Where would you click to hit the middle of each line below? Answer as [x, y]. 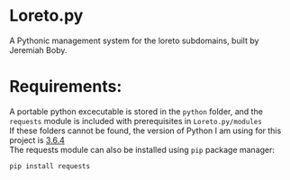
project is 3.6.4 [37, 139]
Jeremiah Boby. [38, 49]
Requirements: [66, 87]
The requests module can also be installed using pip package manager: [142, 149]
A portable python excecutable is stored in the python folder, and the [136, 111]
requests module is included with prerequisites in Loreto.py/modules [136, 121]
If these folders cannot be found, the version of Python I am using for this [145, 130]
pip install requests [50, 166]
